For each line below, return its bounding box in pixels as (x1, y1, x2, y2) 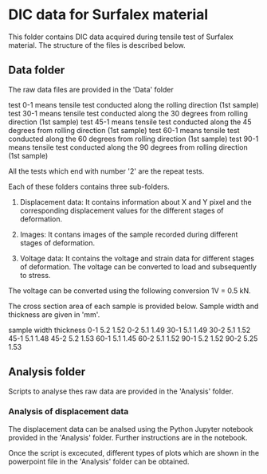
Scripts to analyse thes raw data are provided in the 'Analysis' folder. (8, 386, 234, 396)
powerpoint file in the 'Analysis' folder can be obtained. (8, 456, 190, 466)
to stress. (19, 270, 51, 280)
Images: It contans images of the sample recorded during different (19, 229, 238, 239)
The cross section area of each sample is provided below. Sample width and (8, 301, 259, 311)
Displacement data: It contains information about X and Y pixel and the (19, 197, 253, 206)
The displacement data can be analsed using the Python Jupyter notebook (8, 424, 253, 433)
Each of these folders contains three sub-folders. (8, 182, 170, 191)
